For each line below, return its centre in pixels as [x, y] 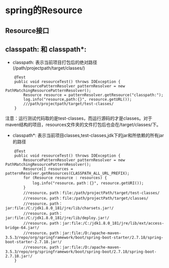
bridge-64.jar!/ [22, 228]
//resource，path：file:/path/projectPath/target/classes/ [86, 198]
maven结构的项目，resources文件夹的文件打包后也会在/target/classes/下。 [83, 125]
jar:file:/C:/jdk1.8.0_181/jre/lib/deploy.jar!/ [57, 218]
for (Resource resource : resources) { [65, 178]
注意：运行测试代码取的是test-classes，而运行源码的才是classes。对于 [79, 118]
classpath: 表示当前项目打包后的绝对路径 [55, 62]
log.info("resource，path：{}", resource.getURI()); [88, 183]
